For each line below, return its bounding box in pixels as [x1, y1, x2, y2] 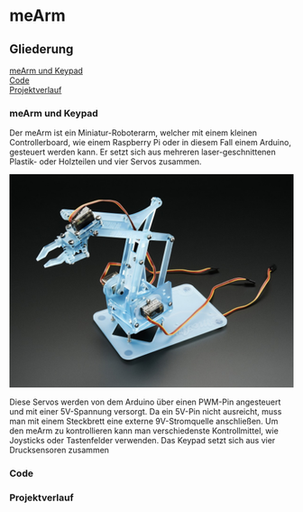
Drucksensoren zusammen [9, 444, 110, 456]
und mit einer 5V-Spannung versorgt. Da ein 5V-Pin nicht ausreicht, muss [9, 406, 282, 417]
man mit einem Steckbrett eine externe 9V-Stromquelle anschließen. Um [9, 416, 279, 427]
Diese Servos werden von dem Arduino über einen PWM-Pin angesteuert [9, 396, 281, 407]
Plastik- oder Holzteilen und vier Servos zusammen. [9, 156, 202, 167]
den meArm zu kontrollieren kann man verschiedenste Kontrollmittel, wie [9, 425, 280, 436]
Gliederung [9, 42, 74, 57]
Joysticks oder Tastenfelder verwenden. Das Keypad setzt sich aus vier [9, 435, 276, 446]
